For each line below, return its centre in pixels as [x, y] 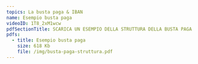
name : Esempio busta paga [39, 18]
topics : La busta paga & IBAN [45, 12]
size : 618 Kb [34, 46]
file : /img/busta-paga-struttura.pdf [65, 52]
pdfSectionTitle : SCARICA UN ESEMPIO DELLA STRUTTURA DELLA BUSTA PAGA [99, 29]
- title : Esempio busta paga [49, 40]
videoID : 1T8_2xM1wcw [34, 23]
